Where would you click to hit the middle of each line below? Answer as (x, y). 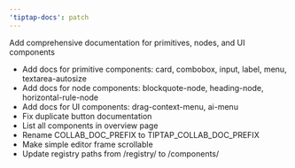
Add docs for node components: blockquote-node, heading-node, (143, 88)
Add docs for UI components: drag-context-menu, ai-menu (130, 106)
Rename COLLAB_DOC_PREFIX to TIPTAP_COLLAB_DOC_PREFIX (140, 134)
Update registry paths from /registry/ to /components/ (120, 153)
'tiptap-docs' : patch (49, 17)
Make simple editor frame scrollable (87, 144)
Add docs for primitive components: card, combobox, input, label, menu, (154, 69)
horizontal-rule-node (60, 97)
